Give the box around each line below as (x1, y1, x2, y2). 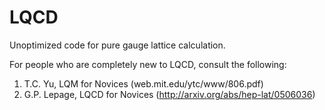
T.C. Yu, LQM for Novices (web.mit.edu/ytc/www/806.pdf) (23, 77, 264, 90)
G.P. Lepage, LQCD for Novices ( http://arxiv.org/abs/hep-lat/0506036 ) (23, 88, 316, 100)
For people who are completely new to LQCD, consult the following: (9, 58, 287, 70)
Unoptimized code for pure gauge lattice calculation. (9, 39, 226, 51)
